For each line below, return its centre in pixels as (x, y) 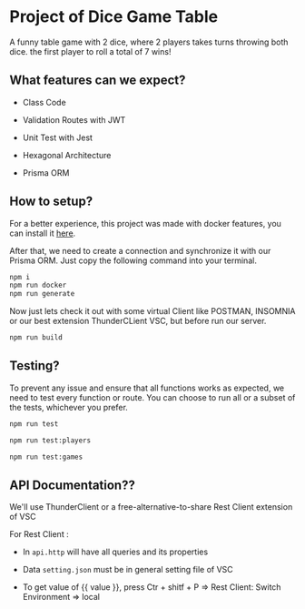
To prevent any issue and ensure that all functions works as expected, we (147, 388)
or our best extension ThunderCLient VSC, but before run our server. (138, 321)
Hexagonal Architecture (67, 155)
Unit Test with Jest (58, 137)
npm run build (36, 338)
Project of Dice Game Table (114, 17)
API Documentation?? (73, 485)
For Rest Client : (39, 534)
